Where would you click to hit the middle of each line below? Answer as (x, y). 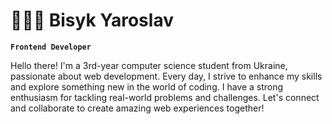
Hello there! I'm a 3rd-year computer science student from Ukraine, (149, 65)
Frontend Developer (51, 47)
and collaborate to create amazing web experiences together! (137, 108)
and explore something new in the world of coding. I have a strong (147, 86)
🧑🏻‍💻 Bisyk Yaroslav (92, 20)
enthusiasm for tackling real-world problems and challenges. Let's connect (165, 97)
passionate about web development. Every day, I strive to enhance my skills (166, 76)
